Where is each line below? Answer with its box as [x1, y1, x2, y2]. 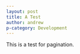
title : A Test [6, 14, 41, 20]
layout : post [6, 8, 39, 15]
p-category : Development [6, 25, 68, 31]
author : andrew [6, 19, 44, 25]
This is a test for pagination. [6, 41, 74, 48]
